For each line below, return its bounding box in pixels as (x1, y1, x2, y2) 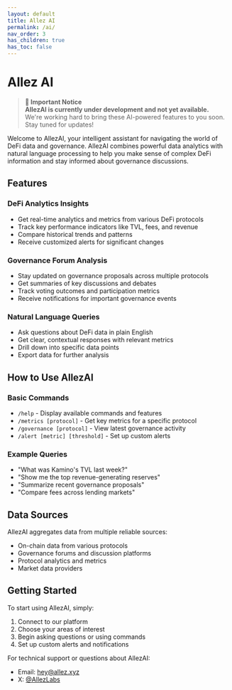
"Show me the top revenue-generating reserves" (17, 473, 161, 482)
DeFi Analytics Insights (7, 198, 89, 208)
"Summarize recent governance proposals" (17, 481, 145, 489)
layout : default (7, 10, 55, 18)
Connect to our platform (17, 617, 89, 626)
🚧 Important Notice (24, 97, 82, 106)
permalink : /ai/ (7, 23, 55, 31)
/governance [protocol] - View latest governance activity (17, 424, 186, 432)
